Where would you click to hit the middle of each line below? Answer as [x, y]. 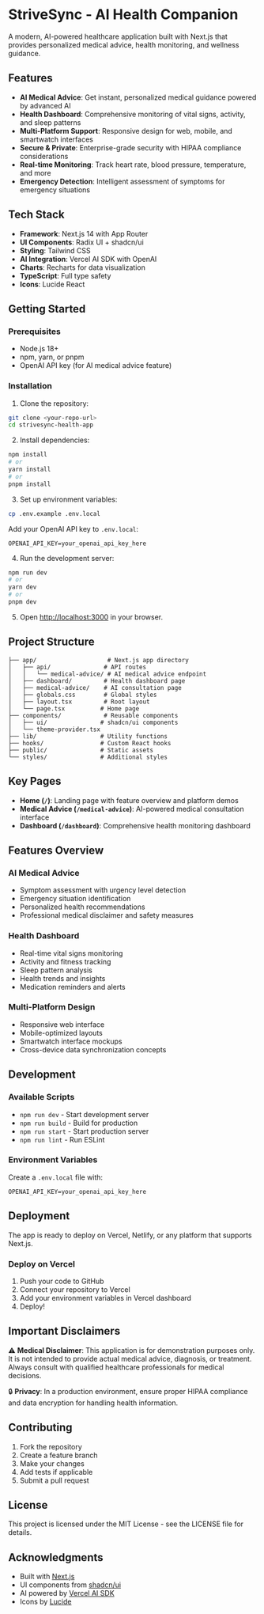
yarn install [30, 470]
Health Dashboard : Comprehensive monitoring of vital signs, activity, [133, 114]
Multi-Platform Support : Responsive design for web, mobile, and [126, 131]
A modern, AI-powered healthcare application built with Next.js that [118, 36]
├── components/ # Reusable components [93, 715]
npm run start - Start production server [84, 1131]
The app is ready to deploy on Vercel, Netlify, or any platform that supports [130, 1235]
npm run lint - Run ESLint [62, 1139]
